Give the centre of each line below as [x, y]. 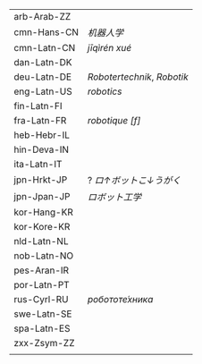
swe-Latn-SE [43, 314]
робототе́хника [120, 299]
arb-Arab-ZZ [42, 17]
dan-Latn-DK [43, 62]
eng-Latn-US [43, 91]
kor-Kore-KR [42, 227]
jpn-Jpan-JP [42, 196]
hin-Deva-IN [42, 149]
